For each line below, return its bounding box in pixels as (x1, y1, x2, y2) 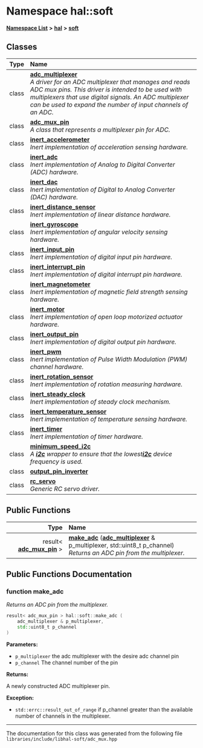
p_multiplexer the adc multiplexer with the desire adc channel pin (14, 652, 179, 660)
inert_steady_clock (30, 390, 86, 398)
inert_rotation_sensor (30, 372, 94, 381)
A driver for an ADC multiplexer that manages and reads (30, 78, 190, 86)
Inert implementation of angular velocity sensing (30, 227, 168, 236)
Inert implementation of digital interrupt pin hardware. (30, 270, 182, 278)
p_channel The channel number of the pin (14, 659, 118, 666)
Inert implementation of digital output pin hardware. (30, 338, 177, 346)
